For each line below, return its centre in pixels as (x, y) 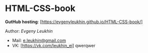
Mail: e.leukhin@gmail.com (39, 40)
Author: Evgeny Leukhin (29, 31)
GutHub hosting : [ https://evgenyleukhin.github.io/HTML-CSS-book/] (74, 22)
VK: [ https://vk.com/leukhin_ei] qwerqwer (54, 45)
